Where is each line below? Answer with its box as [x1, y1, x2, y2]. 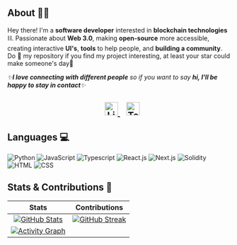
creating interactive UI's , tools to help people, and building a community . [7, 44, 223, 52]
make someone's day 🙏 [7, 59, 74, 67]
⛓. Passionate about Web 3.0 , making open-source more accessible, [7, 33, 210, 42]
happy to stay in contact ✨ [7, 81, 86, 89]
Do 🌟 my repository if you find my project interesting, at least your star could [7, 51, 231, 60]
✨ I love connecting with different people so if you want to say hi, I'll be [7, 72, 218, 81]
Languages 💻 [7, 131, 69, 143]
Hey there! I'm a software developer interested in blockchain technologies [7, 25, 228, 34]
